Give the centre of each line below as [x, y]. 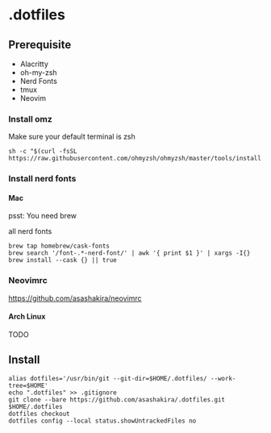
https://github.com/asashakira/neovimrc [75, 298]
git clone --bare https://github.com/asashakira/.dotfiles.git [117, 400]
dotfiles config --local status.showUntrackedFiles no [102, 421]
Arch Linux [27, 317]
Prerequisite [40, 45]
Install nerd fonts [42, 179]
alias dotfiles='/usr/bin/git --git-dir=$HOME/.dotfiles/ [108, 378]
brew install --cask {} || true [63, 260]
